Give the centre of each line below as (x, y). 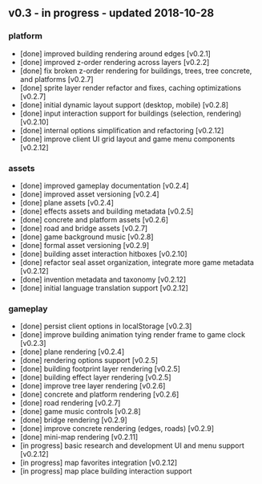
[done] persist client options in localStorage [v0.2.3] (106, 326)
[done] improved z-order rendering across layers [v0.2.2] (115, 62)
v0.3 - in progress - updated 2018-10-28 (111, 13)
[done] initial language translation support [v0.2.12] (104, 287)
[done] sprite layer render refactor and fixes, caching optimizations (131, 87)
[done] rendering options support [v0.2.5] (89, 360)
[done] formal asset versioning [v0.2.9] (85, 245)
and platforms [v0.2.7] (56, 79)
